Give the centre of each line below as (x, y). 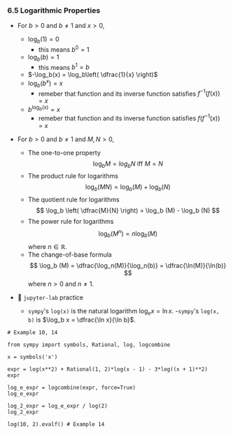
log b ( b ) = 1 (43, 58)
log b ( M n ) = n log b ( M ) (128, 234)
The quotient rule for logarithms (74, 200)
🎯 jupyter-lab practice (50, 297)
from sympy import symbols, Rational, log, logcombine (89, 345)
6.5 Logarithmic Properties (54, 10)
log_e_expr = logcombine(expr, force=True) (72, 388)
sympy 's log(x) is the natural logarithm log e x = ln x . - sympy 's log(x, (123, 312)
